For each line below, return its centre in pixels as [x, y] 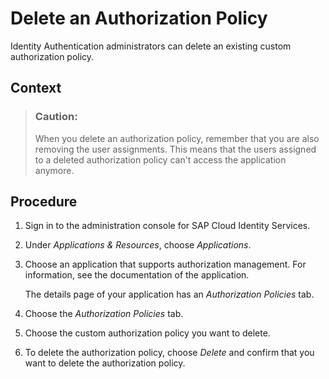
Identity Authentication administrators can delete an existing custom [151, 46]
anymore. [54, 170]
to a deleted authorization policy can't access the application [160, 159]
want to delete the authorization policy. [105, 363]
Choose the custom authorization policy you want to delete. [147, 333]
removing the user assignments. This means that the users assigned [175, 149]
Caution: [56, 117]
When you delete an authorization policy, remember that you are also [177, 138]
